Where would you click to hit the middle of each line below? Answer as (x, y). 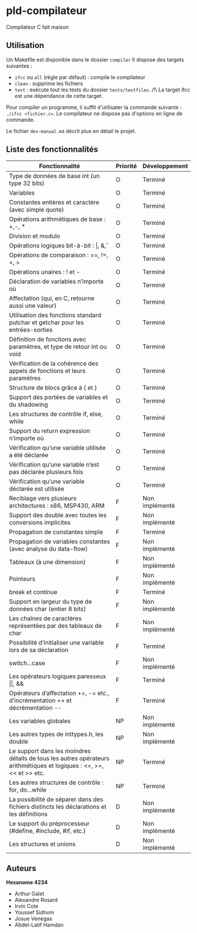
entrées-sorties (31, 329)
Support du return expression (50, 431)
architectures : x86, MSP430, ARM (57, 505)
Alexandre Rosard (36, 900)
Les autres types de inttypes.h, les (56, 734)
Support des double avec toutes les (58, 515)
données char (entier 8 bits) (47, 609)
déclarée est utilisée (37, 489)
